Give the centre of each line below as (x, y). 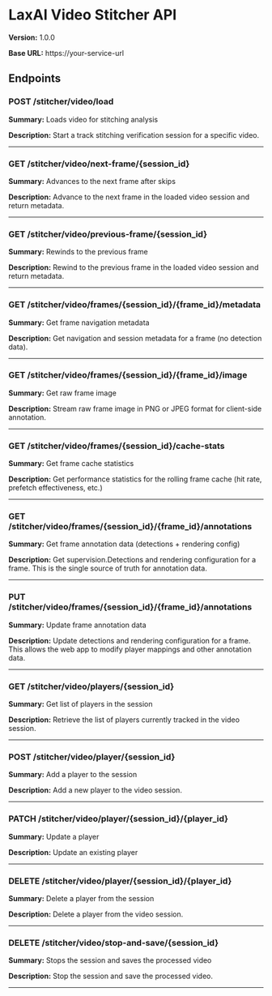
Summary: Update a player (54, 836)
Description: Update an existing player (73, 852)
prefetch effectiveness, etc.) (55, 488)
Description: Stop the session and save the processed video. (110, 976)
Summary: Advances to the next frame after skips (92, 181)
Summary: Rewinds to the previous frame (78, 252)
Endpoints (35, 79)
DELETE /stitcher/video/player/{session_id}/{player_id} (120, 881)
